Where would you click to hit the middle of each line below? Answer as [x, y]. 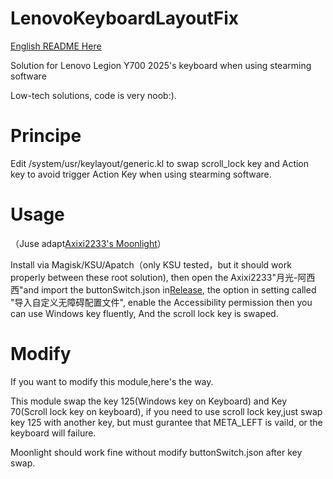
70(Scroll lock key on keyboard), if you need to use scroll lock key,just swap [166, 411]
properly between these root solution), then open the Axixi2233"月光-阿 [158, 277]
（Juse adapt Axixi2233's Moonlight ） [88, 243]
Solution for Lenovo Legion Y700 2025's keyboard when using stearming [161, 65]
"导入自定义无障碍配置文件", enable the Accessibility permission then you [161, 302]
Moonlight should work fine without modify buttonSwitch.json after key [156, 452]
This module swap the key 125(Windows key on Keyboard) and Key [149, 401]
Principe [46, 136]
